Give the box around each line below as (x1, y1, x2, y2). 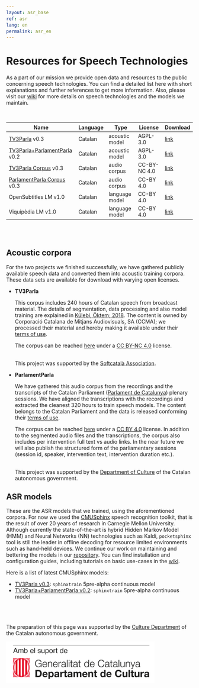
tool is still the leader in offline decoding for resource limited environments (6, 539, 188, 546)
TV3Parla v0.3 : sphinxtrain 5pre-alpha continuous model (14, 580, 156, 588)
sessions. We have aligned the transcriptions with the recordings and (14, 395, 184, 402)
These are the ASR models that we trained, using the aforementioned (6, 508, 175, 515)
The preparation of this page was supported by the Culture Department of (6, 624, 187, 631)
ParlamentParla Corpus (8, 176, 66, 183)
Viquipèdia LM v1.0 (8, 208, 56, 215)
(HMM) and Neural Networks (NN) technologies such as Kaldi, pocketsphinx (6, 532, 191, 540)
